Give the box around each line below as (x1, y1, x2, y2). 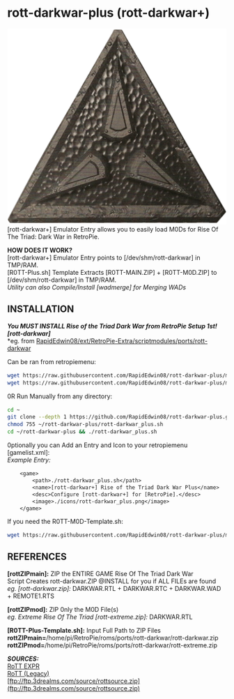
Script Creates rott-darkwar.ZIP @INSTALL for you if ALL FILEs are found (7, 577, 217, 585)
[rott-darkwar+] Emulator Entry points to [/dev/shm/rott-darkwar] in (7, 253, 201, 262)
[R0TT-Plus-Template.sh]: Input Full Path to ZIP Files (7, 626, 162, 634)
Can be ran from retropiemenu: (7, 357, 96, 366)
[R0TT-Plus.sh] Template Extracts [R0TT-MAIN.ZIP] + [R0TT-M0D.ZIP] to (7, 268, 217, 276)
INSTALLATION (7, 303, 75, 315)
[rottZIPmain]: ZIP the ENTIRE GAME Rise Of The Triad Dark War (7, 569, 194, 578)
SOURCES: (7, 654, 40, 663)
